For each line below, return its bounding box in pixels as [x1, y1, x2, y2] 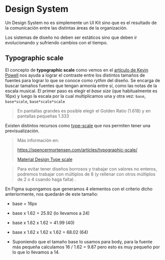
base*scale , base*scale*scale [5, 98, 66, 104]
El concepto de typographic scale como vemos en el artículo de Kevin [5, 67, 149, 73]
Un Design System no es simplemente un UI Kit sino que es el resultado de [5, 20, 157, 26]
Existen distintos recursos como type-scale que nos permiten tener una [5, 122, 151, 128]
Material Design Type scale [17, 156, 73, 162]
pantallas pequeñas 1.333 [17, 113, 69, 119]
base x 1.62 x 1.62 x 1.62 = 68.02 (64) [12, 229, 89, 235]
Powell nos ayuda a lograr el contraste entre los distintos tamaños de [5, 72, 145, 78]
